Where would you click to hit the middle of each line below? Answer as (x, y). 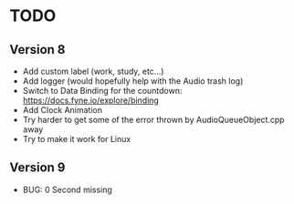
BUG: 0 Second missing (67, 189)
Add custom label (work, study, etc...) (93, 71)
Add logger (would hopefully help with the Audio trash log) (133, 81)
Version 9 (37, 168)
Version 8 (37, 50)
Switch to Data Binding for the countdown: (102, 91)
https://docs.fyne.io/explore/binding (91, 100)
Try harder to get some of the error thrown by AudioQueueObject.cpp (153, 120)
